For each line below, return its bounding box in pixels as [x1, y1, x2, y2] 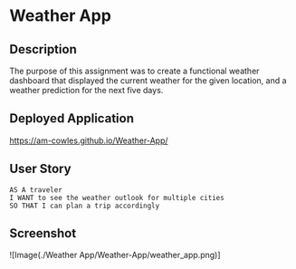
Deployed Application [9, 110, 134, 127]
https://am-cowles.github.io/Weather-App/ [9, 135, 169, 146]
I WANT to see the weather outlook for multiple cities [9, 193, 224, 202]
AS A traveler [9, 185, 63, 195]
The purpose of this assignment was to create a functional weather [9, 65, 260, 76]
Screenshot [9, 226, 77, 241]
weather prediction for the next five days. [9, 85, 164, 95]
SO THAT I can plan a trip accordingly [9, 201, 160, 210]
